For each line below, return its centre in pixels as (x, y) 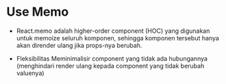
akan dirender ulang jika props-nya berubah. (79, 45)
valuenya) (30, 73)
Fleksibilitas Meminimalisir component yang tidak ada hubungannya (112, 58)
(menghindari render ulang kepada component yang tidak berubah (110, 66)
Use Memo (38, 12)
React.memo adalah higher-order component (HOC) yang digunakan (113, 31)
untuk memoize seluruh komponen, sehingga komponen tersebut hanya (118, 38)
